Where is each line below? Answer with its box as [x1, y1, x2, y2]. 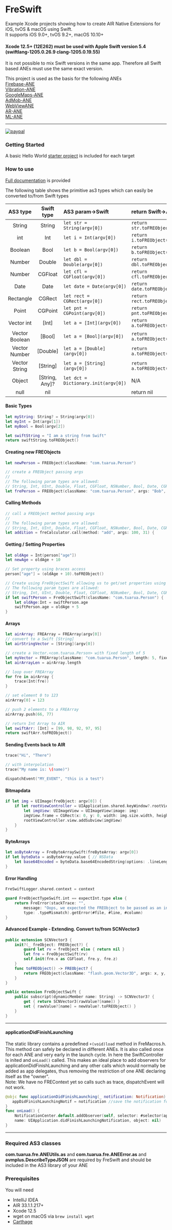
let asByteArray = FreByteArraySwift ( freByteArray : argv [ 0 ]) [5, 850, 139, 855]
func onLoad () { [5, 1108, 40, 1114]
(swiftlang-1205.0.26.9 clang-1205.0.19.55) [5, 49, 100, 55]
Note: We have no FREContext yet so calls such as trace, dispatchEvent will [5, 1079, 165, 1085]
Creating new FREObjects [5, 449, 61, 455]
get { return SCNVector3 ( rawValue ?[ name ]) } [24, 999, 120, 1004]
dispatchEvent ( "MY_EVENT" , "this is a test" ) [5, 776, 104, 782]
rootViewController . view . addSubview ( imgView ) [24, 818, 123, 823]
